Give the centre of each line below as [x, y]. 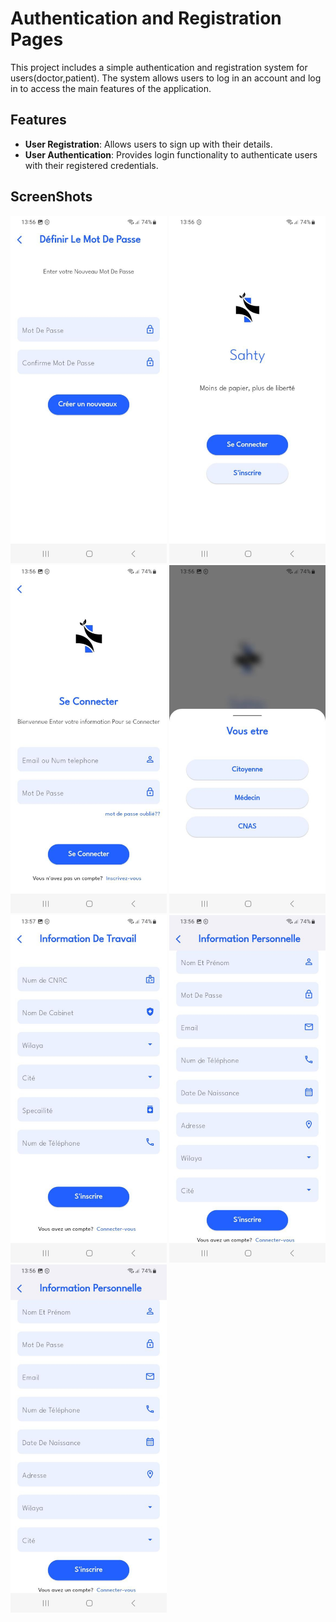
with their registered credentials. [91, 165]
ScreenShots [51, 197]
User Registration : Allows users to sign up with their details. [148, 144]
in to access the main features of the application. [111, 88]
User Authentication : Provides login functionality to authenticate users [171, 154]
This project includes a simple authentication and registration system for [159, 67]
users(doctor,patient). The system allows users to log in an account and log [166, 78]
